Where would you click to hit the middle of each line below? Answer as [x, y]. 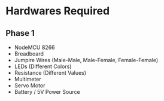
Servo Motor [30, 85]
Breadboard [29, 54]
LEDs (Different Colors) [43, 66]
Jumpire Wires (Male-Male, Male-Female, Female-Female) [86, 60]
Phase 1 [20, 33]
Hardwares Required [58, 11]
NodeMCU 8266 [34, 47]
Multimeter [28, 79]
